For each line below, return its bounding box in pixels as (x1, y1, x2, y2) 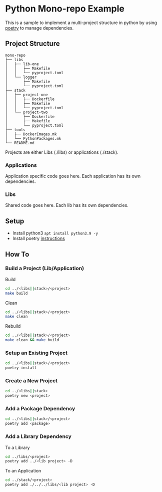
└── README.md (5, 140, 35, 145)
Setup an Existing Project (5, 349, 67, 356)
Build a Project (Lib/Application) (5, 265, 84, 272)
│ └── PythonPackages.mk (5, 136, 61, 141)
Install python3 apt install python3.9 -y (12, 230, 98, 236)
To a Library (5, 444, 30, 450)
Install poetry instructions (12, 235, 65, 241)
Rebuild (5, 323, 21, 329)
